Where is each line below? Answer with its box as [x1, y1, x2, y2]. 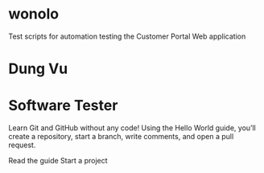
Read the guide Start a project [8, 156, 108, 166]
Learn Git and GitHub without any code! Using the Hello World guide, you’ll [8, 123, 256, 133]
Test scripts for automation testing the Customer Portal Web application [8, 31, 246, 41]
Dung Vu [8, 60, 68, 78]
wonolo [8, 5, 59, 23]
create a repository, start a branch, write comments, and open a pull [8, 132, 234, 142]
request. [8, 140, 36, 150]
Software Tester [8, 97, 118, 115]
